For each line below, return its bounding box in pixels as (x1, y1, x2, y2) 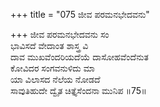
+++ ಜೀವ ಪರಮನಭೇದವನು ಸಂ (10, 29, 110, 40)
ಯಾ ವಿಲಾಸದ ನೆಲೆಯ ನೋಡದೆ (10, 74, 101, 85)
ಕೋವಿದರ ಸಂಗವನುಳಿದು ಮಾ (10, 62, 95, 74)
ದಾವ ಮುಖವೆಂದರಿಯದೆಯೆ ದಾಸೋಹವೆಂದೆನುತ (10, 51, 149, 63)
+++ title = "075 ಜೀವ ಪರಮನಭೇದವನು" (10, 9, 150, 20)
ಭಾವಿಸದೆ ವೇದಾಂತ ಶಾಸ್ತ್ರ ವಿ (10, 40, 89, 51)
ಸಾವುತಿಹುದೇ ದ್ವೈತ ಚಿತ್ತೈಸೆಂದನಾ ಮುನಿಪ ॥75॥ (10, 85, 147, 96)
